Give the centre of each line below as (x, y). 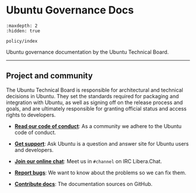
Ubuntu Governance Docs (70, 10)
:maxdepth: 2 (22, 26)
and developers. (34, 150)
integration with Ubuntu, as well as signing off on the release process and (94, 102)
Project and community (50, 76)
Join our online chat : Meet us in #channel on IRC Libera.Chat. (88, 161)
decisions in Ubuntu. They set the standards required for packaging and (92, 96)
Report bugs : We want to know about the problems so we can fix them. (100, 173)
